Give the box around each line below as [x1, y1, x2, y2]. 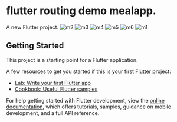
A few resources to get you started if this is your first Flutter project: [6, 68, 171, 75]
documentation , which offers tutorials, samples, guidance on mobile [6, 103, 171, 110]
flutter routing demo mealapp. [6, 4, 156, 18]
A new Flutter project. [6, 24, 59, 31]
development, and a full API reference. [6, 109, 100, 116]
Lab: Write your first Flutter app [14, 79, 91, 86]
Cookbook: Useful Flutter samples [14, 85, 98, 93]
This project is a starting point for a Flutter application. [6, 56, 138, 63]
